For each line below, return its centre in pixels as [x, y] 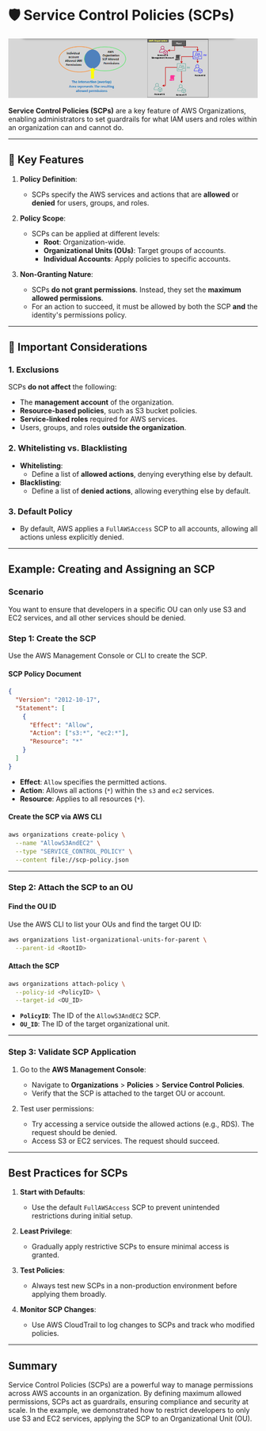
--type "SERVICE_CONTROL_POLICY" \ [74, 851]
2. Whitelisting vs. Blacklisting [68, 448]
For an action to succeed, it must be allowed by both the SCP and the [144, 306]
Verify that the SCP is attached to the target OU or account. [128, 1093]
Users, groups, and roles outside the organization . [103, 428]
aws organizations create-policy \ [67, 835]
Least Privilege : [46, 1231]
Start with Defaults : [52, 1192]
